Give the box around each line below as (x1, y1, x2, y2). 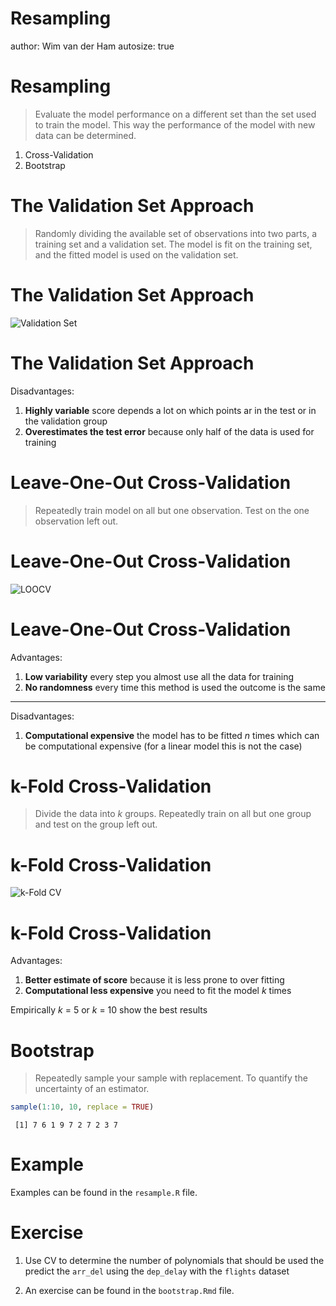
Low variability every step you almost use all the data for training (24, 670, 295, 682)
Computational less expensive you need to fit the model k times (24, 985, 292, 997)
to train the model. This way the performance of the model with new (34, 118, 316, 131)
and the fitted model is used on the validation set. (34, 248, 239, 261)
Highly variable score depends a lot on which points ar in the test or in (24, 404, 317, 416)
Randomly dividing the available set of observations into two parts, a (34, 227, 318, 239)
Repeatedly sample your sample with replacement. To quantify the (34, 1072, 308, 1084)
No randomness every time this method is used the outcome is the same (24, 681, 326, 693)
